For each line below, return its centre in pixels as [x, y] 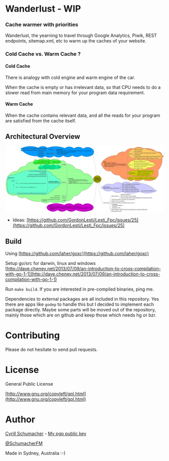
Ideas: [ [20, 220]
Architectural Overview [43, 137]
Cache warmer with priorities [42, 25]
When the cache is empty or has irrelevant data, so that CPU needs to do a [83, 87]
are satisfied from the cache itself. [41, 121]
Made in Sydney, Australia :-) [35, 453]
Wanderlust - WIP [43, 9]
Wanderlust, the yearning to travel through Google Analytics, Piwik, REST [81, 35]
